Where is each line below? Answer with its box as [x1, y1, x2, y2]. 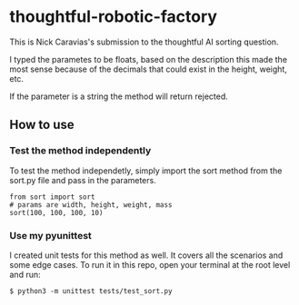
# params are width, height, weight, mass [9, 200, 173, 210]
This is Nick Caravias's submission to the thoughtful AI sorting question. [9, 36, 279, 47]
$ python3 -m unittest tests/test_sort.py [9, 286, 173, 296]
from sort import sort [9, 192, 95, 202]
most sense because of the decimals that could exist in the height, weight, [9, 64, 288, 74]
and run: [9, 269, 41, 280]
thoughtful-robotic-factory [9, 6, 218, 27]
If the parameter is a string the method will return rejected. [9, 91, 229, 102]
